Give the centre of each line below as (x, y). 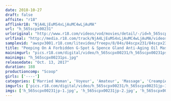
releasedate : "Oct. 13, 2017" (37, 62)
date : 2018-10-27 (24, 10)
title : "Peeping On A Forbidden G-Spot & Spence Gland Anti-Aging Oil (82, 48)
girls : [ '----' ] (22, 77)
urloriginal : (19, 34)
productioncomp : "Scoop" (32, 72)
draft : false (19, 15)
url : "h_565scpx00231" (29, 29)
